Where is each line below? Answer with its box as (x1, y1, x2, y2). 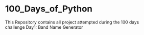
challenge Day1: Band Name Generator (5, 24, 83, 30)
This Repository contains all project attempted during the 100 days (5, 19, 139, 25)
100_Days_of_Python (5, 3, 93, 14)
